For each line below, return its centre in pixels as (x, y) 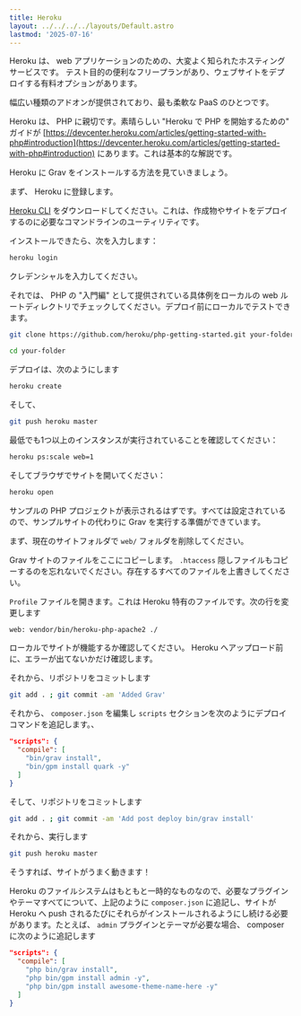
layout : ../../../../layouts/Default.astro (92, 26)
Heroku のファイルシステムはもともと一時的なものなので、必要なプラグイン (149, 891)
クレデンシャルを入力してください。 (76, 276)
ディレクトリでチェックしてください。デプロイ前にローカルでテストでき (158, 307)
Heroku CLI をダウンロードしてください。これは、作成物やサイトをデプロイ (149, 211)
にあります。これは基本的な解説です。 (167, 153)
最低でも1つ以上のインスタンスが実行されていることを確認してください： (144, 440)
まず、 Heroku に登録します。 (64, 192)
